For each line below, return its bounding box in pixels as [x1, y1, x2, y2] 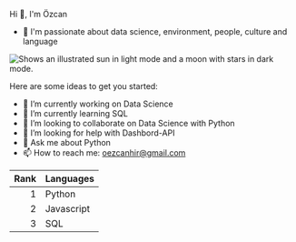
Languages [44, 173, 95, 185]
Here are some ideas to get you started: [9, 81, 159, 91]
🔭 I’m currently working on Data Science [22, 98, 174, 109]
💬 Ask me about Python [22, 137, 112, 147]
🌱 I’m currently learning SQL [22, 108, 129, 118]
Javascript [44, 203, 91, 215]
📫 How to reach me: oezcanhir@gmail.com [22, 147, 186, 158]
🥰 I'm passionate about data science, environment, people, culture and [22, 26, 288, 36]
